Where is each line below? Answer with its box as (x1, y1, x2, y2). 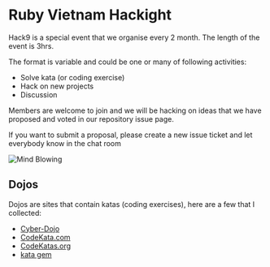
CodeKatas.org (20, 241, 72, 251)
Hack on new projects (20, 81, 94, 91)
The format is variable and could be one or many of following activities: (8, 57, 246, 67)
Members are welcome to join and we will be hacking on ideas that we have (8, 106, 262, 115)
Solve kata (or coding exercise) (20, 72, 125, 82)
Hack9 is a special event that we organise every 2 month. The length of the (8, 32, 260, 42)
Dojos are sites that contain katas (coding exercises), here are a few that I (8, 199, 255, 209)
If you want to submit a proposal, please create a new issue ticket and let (8, 130, 253, 140)
